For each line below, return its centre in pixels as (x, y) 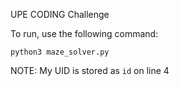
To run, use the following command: (84, 33)
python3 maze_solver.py (60, 52)
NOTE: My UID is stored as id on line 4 (90, 70)
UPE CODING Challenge (60, 14)
